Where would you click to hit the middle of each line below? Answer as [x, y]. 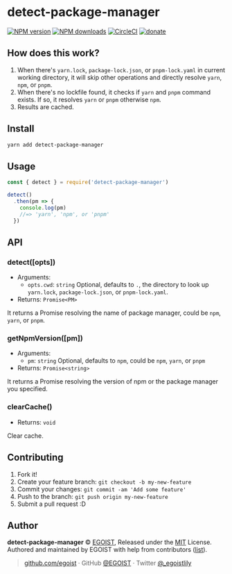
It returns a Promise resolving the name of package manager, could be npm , [114, 313]
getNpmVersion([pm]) [45, 338]
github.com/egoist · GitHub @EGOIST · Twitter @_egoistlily [108, 563]
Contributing [35, 458]
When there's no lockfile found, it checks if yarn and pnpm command [114, 92]
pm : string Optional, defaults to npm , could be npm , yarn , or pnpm [116, 361]
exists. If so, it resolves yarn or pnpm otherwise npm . [89, 99]
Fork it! [27, 474]
